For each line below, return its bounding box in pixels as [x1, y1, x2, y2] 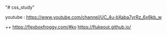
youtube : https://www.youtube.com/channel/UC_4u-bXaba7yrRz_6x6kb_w [5, 14, 162, 20]
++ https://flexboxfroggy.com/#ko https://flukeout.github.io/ [5, 24, 131, 30]
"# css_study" [5, 5, 35, 10]
